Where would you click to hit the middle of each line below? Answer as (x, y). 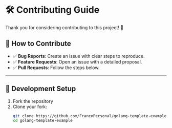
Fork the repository (33, 101)
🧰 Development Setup (41, 89)
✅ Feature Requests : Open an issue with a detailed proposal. (77, 61)
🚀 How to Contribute (38, 44)
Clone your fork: (30, 106)
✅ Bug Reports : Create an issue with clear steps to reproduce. (79, 56)
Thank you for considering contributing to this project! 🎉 (64, 27)
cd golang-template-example (42, 121)
